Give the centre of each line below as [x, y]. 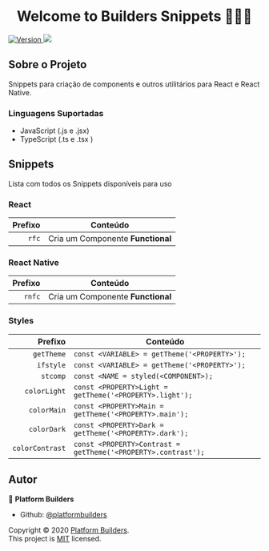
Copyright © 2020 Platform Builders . [69, 530]
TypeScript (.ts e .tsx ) [56, 139]
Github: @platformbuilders [63, 514]
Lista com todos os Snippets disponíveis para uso [90, 183]
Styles [21, 321]
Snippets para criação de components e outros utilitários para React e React [134, 84]
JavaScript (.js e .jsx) [54, 131]
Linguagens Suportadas [56, 113]
